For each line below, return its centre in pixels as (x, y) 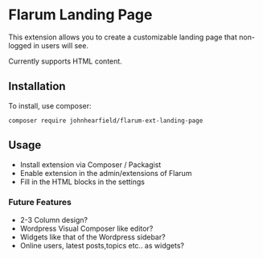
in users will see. (61, 45)
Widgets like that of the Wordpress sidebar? (93, 237)
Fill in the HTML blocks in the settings (82, 182)
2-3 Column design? (54, 219)
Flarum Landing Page (80, 15)
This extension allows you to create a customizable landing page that (123, 37)
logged (20, 45)
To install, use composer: (50, 105)
